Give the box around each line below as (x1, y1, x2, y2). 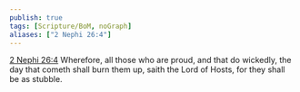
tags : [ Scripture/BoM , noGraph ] (9, 22, 132, 31)
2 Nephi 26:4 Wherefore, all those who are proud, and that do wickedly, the (9, 55, 293, 66)
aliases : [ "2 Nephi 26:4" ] (9, 30, 112, 39)
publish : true (9, 13, 64, 23)
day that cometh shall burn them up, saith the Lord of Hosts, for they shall (9, 64, 285, 75)
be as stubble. (9, 74, 63, 85)
